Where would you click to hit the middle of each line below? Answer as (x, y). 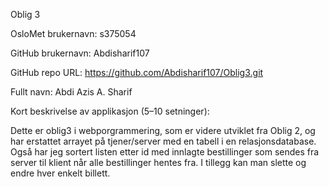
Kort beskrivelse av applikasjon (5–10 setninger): (110, 111)
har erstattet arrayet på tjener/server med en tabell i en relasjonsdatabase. (163, 141)
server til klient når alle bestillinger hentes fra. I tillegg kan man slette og (158, 162)
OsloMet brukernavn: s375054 (73, 33)
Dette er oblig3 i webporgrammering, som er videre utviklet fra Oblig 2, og (163, 130)
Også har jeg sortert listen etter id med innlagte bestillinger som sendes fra (165, 152)
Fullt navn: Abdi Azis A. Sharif (71, 92)
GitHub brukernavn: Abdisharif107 (80, 53)
